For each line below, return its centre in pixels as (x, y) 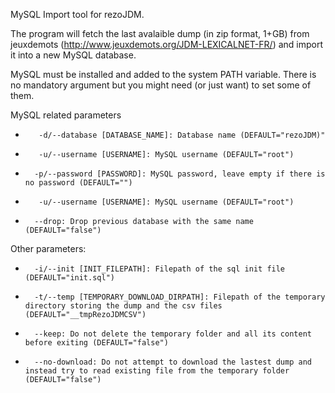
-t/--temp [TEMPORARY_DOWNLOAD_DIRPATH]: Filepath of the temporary (180, 297)
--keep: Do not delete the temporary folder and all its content (173, 334)
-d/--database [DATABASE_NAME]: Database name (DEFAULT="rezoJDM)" (182, 135)
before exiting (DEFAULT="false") (96, 343)
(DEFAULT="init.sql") (69, 278)
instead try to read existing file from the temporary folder (157, 371)
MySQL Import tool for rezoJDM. (77, 14)
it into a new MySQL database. (73, 55)
